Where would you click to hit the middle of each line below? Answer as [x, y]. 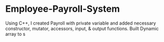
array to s [15, 34]
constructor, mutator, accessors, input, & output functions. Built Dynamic [82, 28]
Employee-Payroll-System [63, 9]
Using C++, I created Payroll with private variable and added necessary [81, 23]
